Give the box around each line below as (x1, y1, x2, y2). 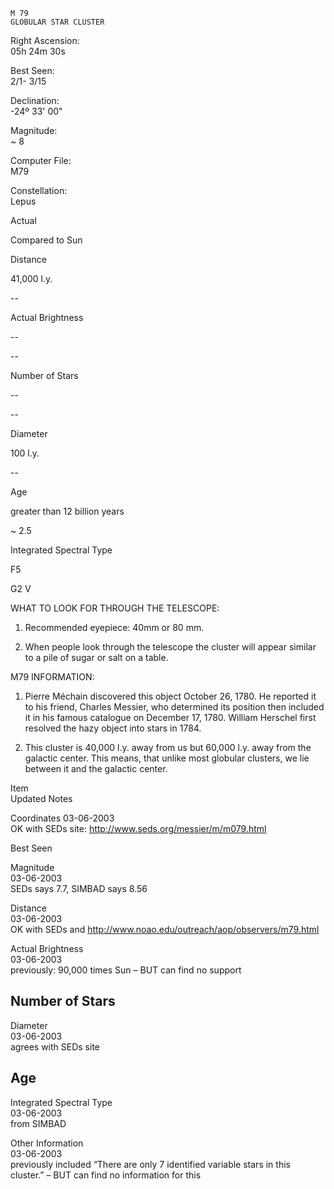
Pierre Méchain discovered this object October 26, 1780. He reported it (24, 690, 317, 702)
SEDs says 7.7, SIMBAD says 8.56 (10, 883, 148, 894)
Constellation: (10, 185, 68, 196)
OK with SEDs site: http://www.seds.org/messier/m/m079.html (10, 823, 267, 834)
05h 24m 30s (10, 45, 66, 57)
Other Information (10, 1137, 84, 1149)
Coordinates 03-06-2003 (10, 812, 115, 824)
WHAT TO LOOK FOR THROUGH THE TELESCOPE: (10, 602, 220, 614)
